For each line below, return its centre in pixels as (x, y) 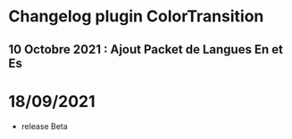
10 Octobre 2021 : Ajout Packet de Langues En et (146, 49)
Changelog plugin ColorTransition (136, 16)
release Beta (44, 126)
